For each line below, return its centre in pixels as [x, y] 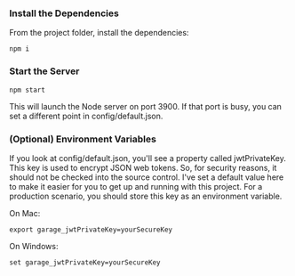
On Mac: [25, 213]
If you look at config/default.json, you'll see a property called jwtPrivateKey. [148, 158]
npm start [28, 90]
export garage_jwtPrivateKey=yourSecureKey [91, 230]
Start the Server [44, 71]
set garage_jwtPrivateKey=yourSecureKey [85, 262]
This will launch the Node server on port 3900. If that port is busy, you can [146, 106]
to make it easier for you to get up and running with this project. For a [136, 186]
